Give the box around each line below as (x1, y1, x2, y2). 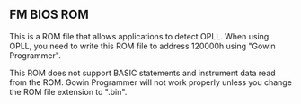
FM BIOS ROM (9, 7, 90, 22)
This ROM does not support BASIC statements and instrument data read (9, 67, 276, 78)
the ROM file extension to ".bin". (9, 86, 128, 97)
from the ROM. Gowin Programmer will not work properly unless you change (9, 76, 292, 88)
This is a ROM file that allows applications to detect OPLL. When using (9, 30, 270, 41)
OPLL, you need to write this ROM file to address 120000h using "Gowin (9, 40, 276, 51)
